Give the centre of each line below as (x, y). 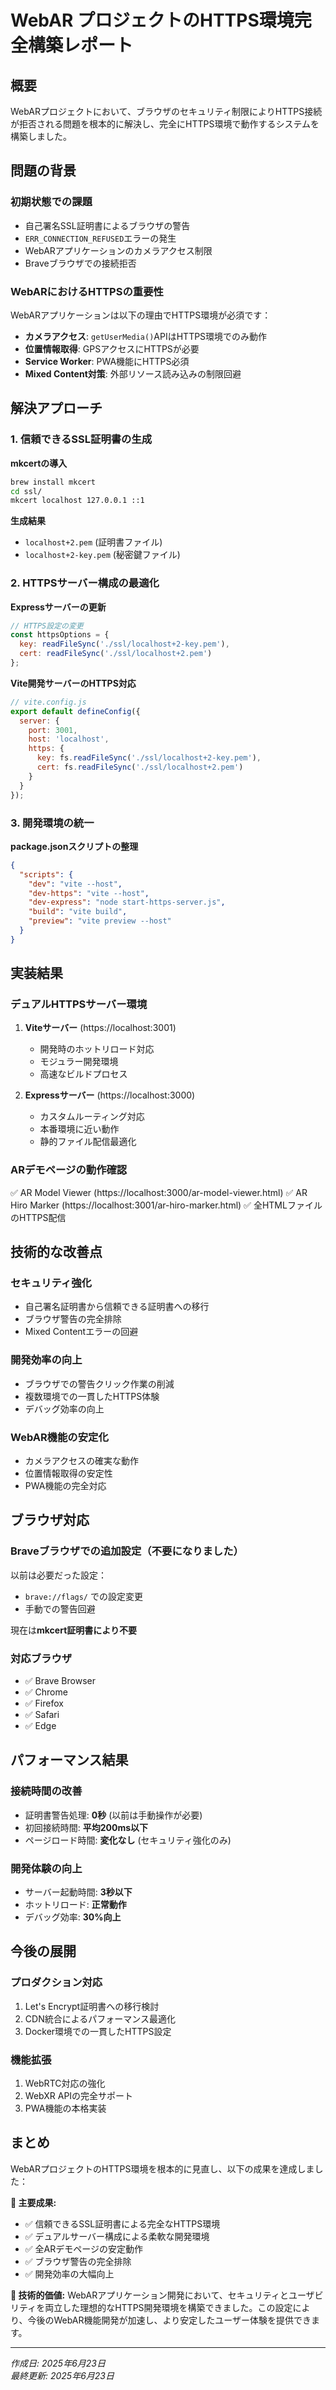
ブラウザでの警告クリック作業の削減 (99, 1383)
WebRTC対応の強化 (65, 2083)
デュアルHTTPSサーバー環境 (79, 1004)
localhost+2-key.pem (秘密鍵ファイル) (102, 555)
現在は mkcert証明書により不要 (73, 1630)
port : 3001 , (53, 730)
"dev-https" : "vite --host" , (89, 893)
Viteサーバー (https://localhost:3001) (100, 1028)
